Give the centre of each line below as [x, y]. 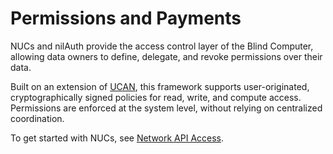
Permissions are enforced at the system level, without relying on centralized [166, 108]
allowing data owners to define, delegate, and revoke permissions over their [166, 56]
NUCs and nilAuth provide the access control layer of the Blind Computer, [162, 46]
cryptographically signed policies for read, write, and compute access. [156, 97]
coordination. [37, 118]
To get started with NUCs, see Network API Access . [117, 138]
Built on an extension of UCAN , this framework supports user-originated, [160, 86]
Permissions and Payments [126, 18]
